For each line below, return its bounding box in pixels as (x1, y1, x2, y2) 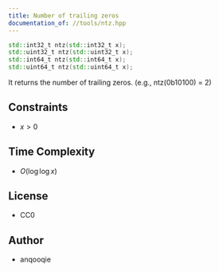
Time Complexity (8, 145, 96, 159)
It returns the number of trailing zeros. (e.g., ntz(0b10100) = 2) (8, 77, 213, 87)
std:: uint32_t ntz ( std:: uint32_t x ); (8, 49, 134, 57)
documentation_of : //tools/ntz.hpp (8, 19, 127, 27)
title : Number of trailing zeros (8, 11, 119, 20)
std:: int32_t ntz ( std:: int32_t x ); (8, 41, 127, 49)
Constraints (8, 101, 68, 114)
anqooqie (19, 254, 52, 264)
